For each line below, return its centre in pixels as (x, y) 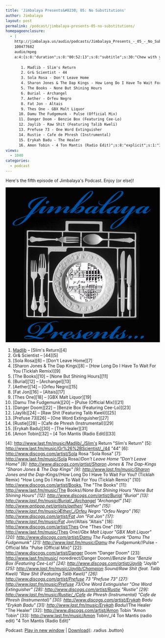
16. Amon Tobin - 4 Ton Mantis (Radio (58, 145)
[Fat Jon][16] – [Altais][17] (39, 392)
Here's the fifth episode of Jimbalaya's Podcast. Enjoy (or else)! (70, 180)
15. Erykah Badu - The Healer (49, 140)
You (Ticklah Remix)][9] (36, 371)
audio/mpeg (25, 52)
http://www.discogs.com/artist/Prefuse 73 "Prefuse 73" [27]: (67, 579)
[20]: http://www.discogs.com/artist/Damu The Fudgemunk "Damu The (78, 537)
